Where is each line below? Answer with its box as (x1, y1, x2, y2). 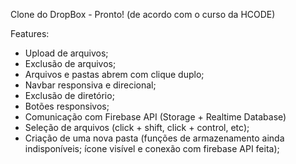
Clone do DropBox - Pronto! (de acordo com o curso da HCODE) (10, 9, 276, 20)
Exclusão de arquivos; (24, 58, 117, 69)
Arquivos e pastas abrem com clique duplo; (24, 69, 205, 80)
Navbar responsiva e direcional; (24, 79, 157, 91)
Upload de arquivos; (24, 47, 109, 59)
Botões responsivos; (24, 100, 110, 112)
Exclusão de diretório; (24, 90, 115, 101)
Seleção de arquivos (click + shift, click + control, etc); (24, 122, 250, 133)
